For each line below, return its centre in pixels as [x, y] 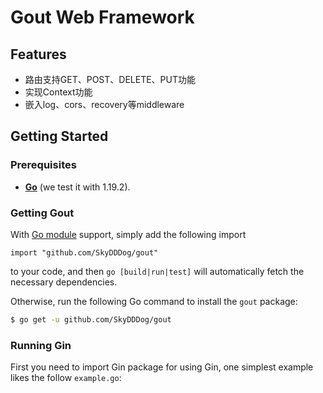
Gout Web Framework [102, 17]
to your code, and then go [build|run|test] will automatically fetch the [157, 271]
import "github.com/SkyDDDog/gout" [84, 252]
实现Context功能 [58, 92]
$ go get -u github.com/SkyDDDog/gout [91, 319]
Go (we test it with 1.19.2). [77, 187]
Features [38, 54]
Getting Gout [42, 213]
